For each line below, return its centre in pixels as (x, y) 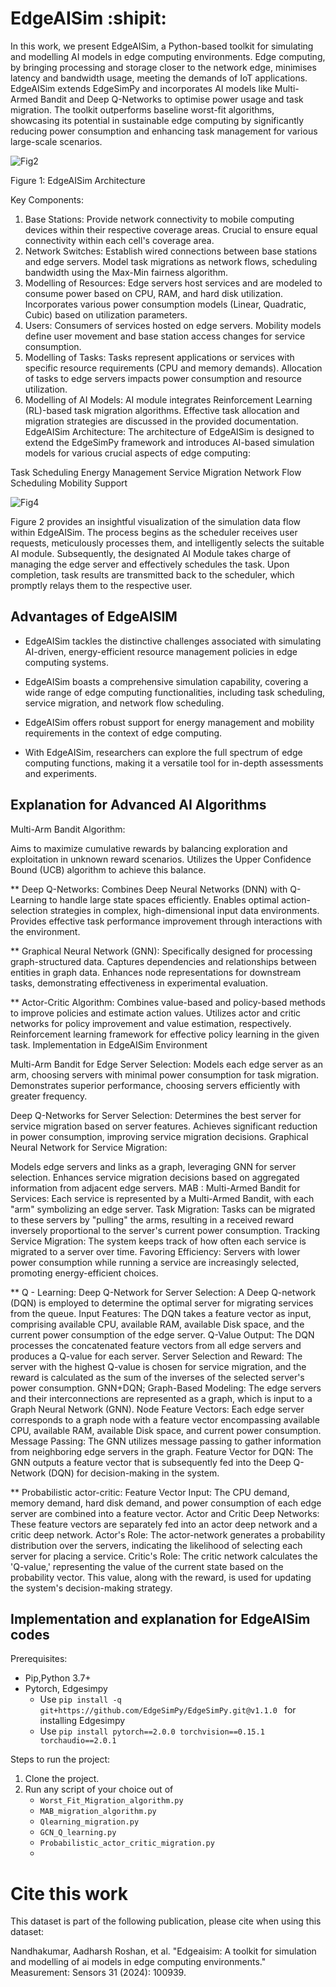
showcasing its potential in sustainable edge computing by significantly (157, 120)
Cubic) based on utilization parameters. (106, 314)
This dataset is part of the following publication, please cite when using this (166, 1921)
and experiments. (61, 773)
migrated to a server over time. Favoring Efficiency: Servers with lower (155, 1251)
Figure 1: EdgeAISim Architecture (78, 180)
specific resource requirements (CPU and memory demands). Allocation (173, 368)
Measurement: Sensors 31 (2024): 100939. (98, 1973)
